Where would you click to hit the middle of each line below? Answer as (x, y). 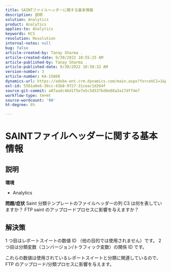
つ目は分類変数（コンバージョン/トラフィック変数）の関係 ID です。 (76, 247)
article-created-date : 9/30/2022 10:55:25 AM (54, 57)
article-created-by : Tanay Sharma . (44, 53)
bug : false (17, 48)
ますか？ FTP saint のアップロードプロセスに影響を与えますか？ (72, 210)
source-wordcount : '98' (31, 100)
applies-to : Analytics (29, 29)
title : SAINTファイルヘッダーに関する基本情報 (49, 10)
